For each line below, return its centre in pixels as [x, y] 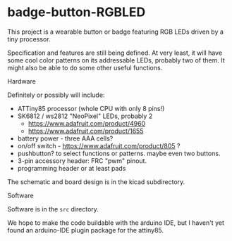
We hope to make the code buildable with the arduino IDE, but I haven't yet [116, 223]
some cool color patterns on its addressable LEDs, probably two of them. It [116, 60]
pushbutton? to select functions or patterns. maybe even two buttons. [119, 153]
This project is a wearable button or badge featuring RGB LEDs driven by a [116, 32]
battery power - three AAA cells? [65, 138]
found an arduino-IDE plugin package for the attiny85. [86, 230]
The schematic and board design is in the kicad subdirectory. [96, 182]
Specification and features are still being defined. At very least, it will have [115, 53]
